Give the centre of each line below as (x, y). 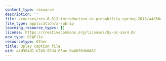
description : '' (22, 14)
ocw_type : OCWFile (24, 37)
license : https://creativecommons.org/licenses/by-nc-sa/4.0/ (70, 32)
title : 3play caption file (33, 46)
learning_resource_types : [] (35, 28)
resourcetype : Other (26, 42)
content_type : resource (30, 10)
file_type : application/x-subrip (40, 23)
